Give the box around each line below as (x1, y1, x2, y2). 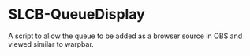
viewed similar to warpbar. (8, 39, 95, 48)
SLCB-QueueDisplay (8, 5, 146, 23)
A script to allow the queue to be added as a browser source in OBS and (8, 31, 243, 40)
